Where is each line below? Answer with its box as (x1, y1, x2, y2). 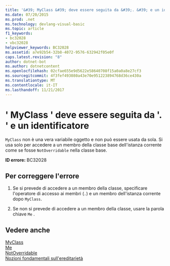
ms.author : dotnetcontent (5, 64, 60, 69)
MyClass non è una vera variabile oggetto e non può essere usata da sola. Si (5, 137, 163, 143)
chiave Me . (12, 211, 35, 217)
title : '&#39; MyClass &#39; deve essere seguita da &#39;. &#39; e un (5, 7, 159, 13)
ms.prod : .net (5, 17, 35, 22)
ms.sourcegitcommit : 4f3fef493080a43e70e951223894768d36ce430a (5, 73, 142, 78)
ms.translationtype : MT (5, 78, 56, 83)
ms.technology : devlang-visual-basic (5, 21, 85, 27)
